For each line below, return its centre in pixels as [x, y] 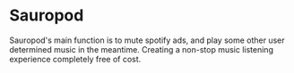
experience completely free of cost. [75, 59]
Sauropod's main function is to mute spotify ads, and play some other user [147, 40]
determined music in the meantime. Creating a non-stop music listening [141, 49]
